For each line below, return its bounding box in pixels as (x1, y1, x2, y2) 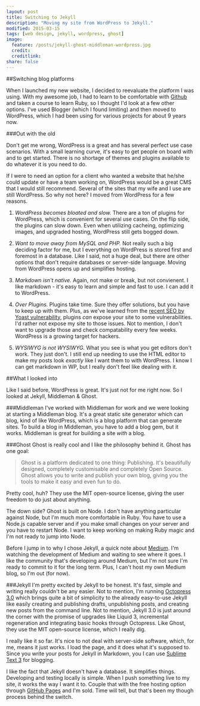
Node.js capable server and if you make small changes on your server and (6, 520, 189, 527)
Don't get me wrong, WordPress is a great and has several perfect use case (6, 141, 193, 149)
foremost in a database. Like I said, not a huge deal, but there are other (14, 252, 190, 260)
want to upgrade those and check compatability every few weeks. (14, 326, 178, 333)
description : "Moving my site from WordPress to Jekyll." (6, 20, 153, 26)
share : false (6, 58, 39, 64)
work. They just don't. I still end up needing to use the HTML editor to (14, 350, 186, 357)
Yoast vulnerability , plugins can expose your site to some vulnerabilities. (14, 313, 193, 320)
